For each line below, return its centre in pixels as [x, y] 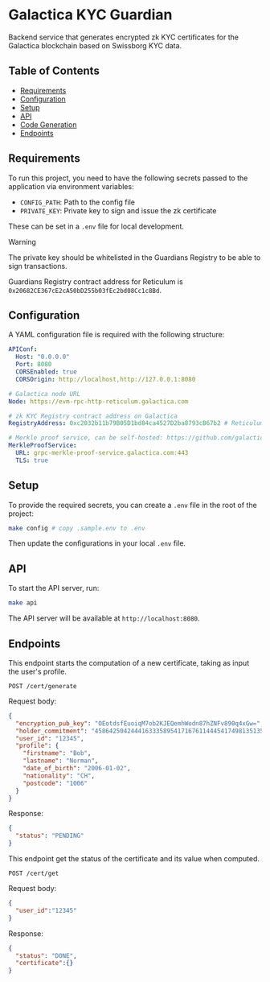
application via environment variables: [71, 186]
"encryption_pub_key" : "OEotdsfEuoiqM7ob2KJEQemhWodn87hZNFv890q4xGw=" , [140, 723]
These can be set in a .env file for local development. [96, 226]
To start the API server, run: [54, 588]
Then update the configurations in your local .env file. [97, 543]
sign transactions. [38, 266]
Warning [22, 241]
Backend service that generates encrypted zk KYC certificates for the [124, 37]
